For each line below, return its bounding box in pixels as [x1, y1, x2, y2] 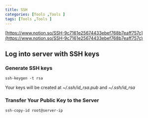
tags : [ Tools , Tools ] [5, 16, 52, 21]
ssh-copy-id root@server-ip [5, 108, 63, 113]
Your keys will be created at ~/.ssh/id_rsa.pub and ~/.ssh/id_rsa [5, 85, 135, 91]
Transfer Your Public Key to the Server [5, 97, 99, 104]
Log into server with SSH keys [5, 50, 100, 58]
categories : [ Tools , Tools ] [5, 12, 65, 17]
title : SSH [5, 7, 28, 12]
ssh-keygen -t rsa [5, 76, 43, 81]
